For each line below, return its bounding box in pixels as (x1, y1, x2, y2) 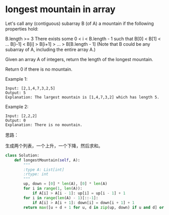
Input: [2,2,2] (5, 113, 37, 118)
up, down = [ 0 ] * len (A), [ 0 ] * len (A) (23, 181, 108, 187)
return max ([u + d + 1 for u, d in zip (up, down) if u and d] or (23, 205, 164, 210)
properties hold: (5, 25, 39, 32)
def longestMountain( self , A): (14, 158, 80, 163)
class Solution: (5, 152, 39, 158)
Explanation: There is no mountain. (5, 122, 82, 128)
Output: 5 (5, 90, 26, 95)
